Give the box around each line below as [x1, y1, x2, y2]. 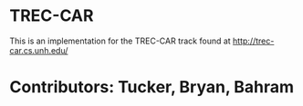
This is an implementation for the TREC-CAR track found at [9, 35, 231, 46]
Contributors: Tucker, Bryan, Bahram [9, 77, 295, 98]
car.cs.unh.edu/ [9, 44, 68, 55]
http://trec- [232, 35, 275, 46]
